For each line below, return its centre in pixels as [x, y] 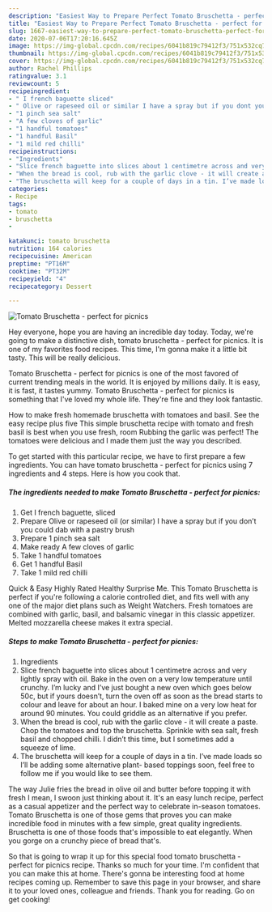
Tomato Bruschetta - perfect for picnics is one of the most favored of [123, 374]
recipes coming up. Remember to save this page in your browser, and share [134, 882]
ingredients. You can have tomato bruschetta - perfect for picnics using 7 [131, 465]
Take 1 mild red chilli [53, 573]
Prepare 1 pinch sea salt [60, 538]
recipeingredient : [39, 91]
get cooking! [30, 900]
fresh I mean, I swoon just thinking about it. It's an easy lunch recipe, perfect [136, 798]
